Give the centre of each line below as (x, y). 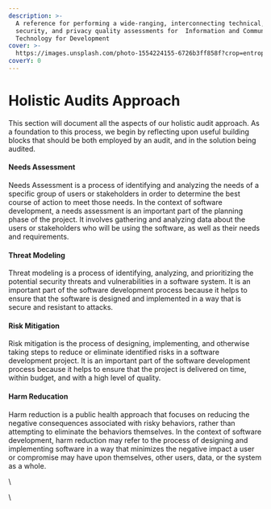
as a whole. (27, 465)
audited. (22, 148)
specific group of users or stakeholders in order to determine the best (124, 194)
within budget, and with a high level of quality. (85, 378)
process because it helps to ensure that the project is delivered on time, (128, 369)
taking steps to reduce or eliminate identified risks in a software (114, 353)
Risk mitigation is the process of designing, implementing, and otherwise (129, 344)
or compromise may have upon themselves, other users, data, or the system (135, 457)
